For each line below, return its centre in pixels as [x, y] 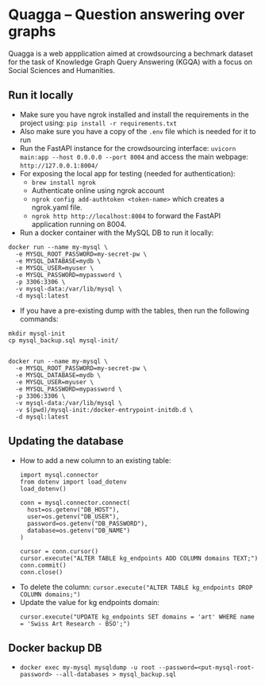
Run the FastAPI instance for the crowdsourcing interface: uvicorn [128, 148]
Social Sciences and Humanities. [61, 70]
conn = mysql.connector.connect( [75, 503]
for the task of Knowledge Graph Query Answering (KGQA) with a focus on [130, 62]
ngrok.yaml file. [57, 207]
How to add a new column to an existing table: [95, 460]
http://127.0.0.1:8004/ [59, 166]
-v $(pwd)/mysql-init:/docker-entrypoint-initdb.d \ [104, 410]
